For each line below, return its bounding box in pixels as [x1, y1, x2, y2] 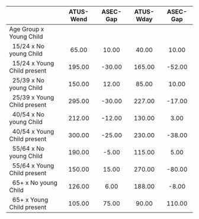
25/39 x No [12, 77, 44, 84]
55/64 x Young [12, 161, 54, 170]
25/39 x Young [12, 93, 54, 101]
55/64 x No [12, 145, 44, 153]
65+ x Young [12, 196, 49, 204]
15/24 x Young [12, 59, 54, 67]
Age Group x [9, 25, 44, 33]
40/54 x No [12, 110, 44, 118]
